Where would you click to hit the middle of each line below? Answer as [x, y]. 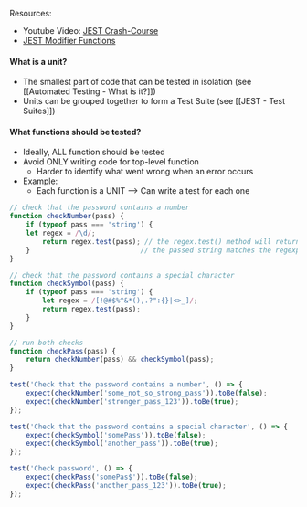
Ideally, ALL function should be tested [94, 152]
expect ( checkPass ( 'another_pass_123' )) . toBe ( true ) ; [126, 485]
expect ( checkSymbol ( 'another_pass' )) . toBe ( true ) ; [122, 444]
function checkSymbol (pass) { [67, 284]
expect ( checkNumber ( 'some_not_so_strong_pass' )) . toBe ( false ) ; [147, 393]
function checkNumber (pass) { [67, 217]
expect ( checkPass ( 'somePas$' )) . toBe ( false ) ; [112, 477]
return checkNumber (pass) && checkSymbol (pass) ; [120, 360]
